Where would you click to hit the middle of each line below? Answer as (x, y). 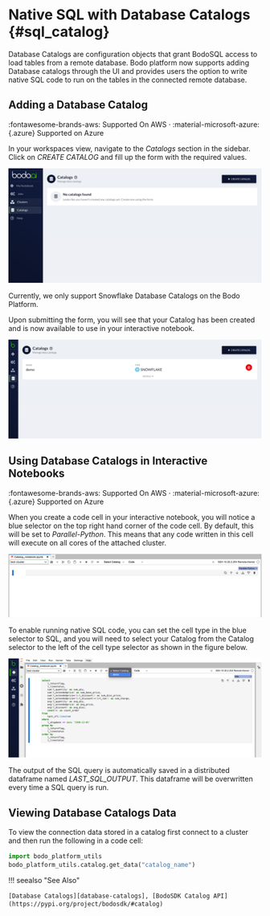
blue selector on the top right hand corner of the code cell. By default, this (131, 525)
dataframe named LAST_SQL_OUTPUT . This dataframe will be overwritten (131, 779)
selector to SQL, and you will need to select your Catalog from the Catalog (131, 639)
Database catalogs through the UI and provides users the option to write (128, 71)
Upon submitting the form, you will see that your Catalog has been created (132, 320)
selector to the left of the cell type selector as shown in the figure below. (128, 648)
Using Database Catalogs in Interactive (108, 461)
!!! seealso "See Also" (44, 880)
